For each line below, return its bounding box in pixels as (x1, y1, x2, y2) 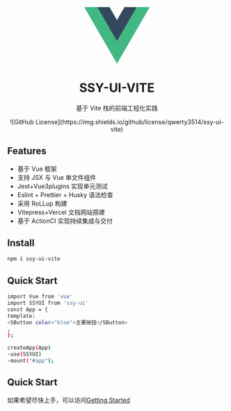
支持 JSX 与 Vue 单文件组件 (17, 173, 97, 181)
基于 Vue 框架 (17, 165, 57, 173)
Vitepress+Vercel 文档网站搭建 (17, 208, 106, 216)
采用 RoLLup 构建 (17, 199, 67, 208)
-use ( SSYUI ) (7, 351, 42, 358)
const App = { (7, 305, 49, 313)
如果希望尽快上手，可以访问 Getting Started (7, 396, 131, 404)
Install (7, 237, 35, 249)
